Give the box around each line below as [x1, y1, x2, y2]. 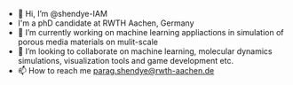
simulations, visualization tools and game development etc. [17, 56, 234, 66]
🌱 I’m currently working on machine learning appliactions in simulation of [17, 27, 284, 37]
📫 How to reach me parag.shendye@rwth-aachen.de [17, 66, 215, 75]
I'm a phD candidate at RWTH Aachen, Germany [17, 18, 194, 28]
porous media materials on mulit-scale [17, 36, 158, 47]
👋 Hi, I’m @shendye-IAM [17, 9, 108, 19]
